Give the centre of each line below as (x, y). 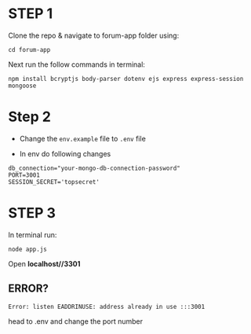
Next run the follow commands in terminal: (76, 64)
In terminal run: (33, 235)
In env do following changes (65, 153)
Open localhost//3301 (44, 263)
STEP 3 (32, 213)
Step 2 (29, 117)
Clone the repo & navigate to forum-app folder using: (94, 35)
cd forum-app (29, 50)
